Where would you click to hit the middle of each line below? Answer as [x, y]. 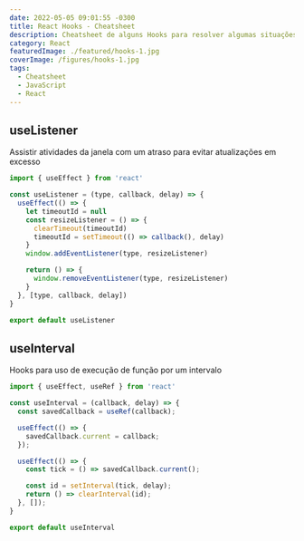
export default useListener [62, 320]
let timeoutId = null [66, 211]
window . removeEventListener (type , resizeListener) [131, 279]
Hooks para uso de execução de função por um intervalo [116, 370]
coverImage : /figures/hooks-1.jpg [75, 60]
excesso [25, 162]
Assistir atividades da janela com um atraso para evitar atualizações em [143, 152]
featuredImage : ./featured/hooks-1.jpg [85, 52]
